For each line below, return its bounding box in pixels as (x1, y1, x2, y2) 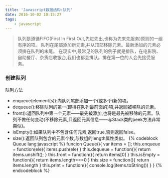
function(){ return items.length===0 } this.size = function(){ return (12, 156, 149, 163)
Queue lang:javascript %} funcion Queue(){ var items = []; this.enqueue (12, 141, 160, 147)
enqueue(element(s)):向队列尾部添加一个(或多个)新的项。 (12, 97, 131, 103)
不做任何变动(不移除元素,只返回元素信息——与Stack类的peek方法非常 (17, 116, 160, 122)
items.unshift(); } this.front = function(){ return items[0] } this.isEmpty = (12, 151, 160, 157)
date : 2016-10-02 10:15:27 (5, 12, 62, 17)
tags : (5, 17, 17, 22)
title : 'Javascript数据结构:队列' (5, 7, 73, 13)
